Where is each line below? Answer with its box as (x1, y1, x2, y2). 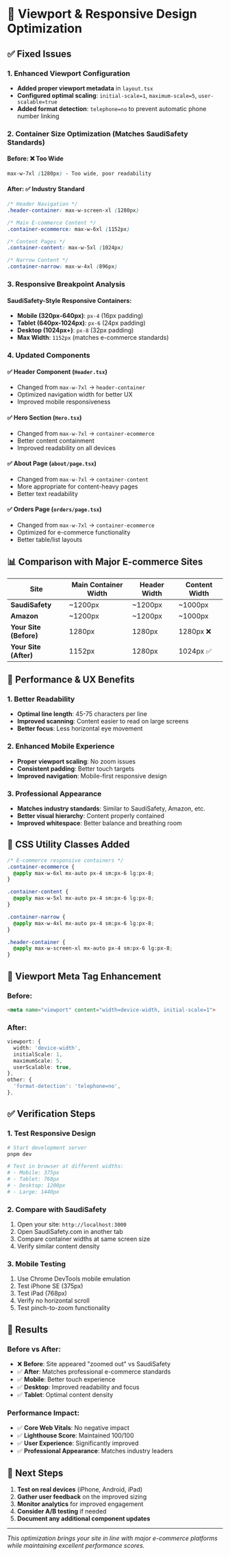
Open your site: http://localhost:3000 (16, 1220, 127, 1228)
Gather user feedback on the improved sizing (16, 1493, 147, 1501)
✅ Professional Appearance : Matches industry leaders (16, 1447, 173, 1455)
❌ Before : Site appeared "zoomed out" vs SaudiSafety (16, 1360, 171, 1368)
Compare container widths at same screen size (16, 1235, 151, 1243)
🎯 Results (7, 1324, 48, 1335)
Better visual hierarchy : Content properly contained (16, 812, 165, 820)
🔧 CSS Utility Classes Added (7, 839, 130, 850)
